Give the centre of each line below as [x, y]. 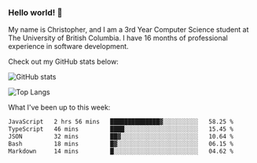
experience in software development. [68, 46]
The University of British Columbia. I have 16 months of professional [118, 38]
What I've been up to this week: [59, 107]
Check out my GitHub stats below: [64, 61]
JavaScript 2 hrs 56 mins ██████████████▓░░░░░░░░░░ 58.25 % [121, 122]
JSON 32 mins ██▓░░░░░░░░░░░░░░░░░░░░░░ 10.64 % [121, 137]
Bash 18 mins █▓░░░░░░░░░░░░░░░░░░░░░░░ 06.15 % [121, 144]
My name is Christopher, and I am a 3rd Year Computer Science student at [128, 30]
